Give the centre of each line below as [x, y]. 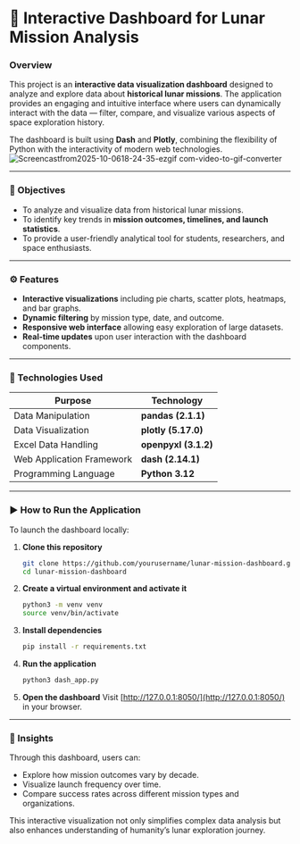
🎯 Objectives [37, 190]
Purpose [73, 401]
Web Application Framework [73, 459]
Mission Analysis [75, 37]
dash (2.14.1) [171, 459]
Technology [177, 401]
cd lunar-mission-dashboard [74, 572]
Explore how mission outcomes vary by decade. [110, 775]
